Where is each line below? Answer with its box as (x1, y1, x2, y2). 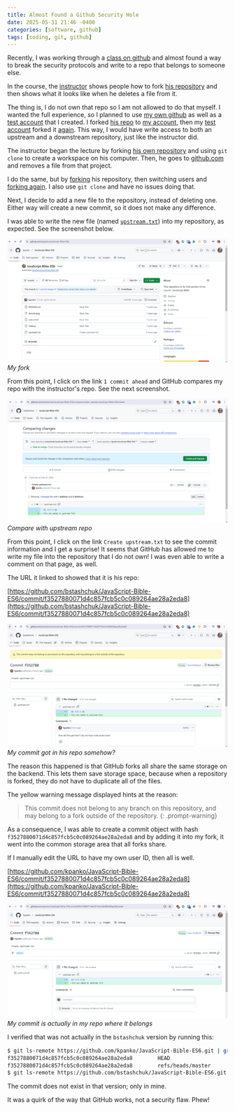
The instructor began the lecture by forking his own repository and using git (7, 147, 228, 155)
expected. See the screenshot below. (7, 224, 114, 233)
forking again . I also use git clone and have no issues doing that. (7, 182, 196, 191)
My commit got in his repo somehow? (7, 748, 115, 757)
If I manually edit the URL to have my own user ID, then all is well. (7, 854, 194, 862)
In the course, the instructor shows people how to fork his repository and (7, 82, 218, 90)
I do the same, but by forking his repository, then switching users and (7, 175, 208, 184)
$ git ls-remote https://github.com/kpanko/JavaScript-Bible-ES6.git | (7, 1047, 220, 1054)
